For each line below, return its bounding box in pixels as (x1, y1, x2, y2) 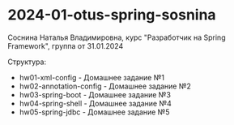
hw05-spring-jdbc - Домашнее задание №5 (19, 107, 170, 117)
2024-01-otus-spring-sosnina (7, 6, 216, 24)
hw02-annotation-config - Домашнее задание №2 (19, 81, 192, 91)
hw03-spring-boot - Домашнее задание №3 (19, 89, 172, 99)
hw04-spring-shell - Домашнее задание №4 (19, 98, 172, 108)
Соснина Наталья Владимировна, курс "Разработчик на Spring (7, 32, 226, 42)
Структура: (7, 57, 46, 67)
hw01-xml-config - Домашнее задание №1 (19, 72, 165, 82)
